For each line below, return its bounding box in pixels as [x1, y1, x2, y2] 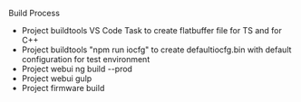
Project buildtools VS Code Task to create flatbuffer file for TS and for [21, 25, 282, 35]
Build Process [8, 8, 61, 18]
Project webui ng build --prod [21, 63, 133, 74]
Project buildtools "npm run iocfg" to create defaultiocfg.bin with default [21, 44, 292, 55]
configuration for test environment [21, 54, 150, 64]
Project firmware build [21, 83, 105, 93]
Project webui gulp [21, 73, 92, 84]
